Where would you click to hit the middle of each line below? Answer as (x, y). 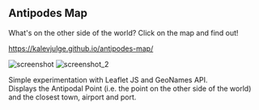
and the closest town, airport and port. (72, 97)
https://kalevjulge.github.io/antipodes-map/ (81, 49)
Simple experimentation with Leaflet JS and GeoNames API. (108, 79)
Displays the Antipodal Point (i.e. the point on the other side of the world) (130, 88)
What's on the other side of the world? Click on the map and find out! (123, 32)
